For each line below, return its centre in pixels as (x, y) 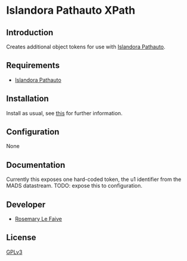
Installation (27, 99)
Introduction (30, 33)
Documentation (36, 165)
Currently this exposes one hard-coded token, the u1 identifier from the (94, 179)
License (21, 237)
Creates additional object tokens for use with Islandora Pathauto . (86, 47)
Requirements (33, 65)
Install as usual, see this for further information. (64, 113)
